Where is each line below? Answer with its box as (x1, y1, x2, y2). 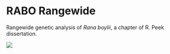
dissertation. (6, 30, 37, 37)
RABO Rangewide (6, 4, 96, 18)
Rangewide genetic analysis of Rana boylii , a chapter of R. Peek (6, 24, 164, 31)
